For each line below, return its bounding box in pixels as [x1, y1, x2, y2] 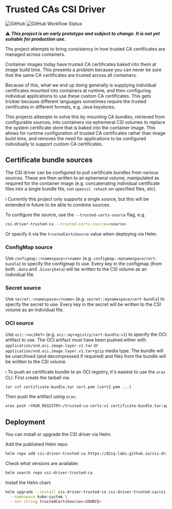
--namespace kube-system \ [10, 494, 68, 499]
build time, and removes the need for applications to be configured [5, 135, 146, 141]
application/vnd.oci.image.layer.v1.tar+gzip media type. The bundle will [5, 347, 164, 354]
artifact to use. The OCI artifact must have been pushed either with [5, 336, 146, 343]
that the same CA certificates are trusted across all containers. [5, 72, 137, 78]
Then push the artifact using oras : [5, 393, 77, 400]
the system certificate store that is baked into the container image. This [5, 124, 156, 131]
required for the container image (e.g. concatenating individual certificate [5, 180, 160, 186]
